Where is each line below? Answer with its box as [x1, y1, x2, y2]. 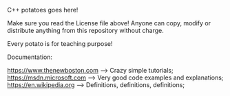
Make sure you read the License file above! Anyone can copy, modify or [7, 19, 211, 27]
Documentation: [7, 53, 53, 61]
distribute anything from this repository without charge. [7, 27, 164, 34]
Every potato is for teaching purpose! [7, 40, 113, 47]
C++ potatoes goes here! [7, 6, 79, 14]
